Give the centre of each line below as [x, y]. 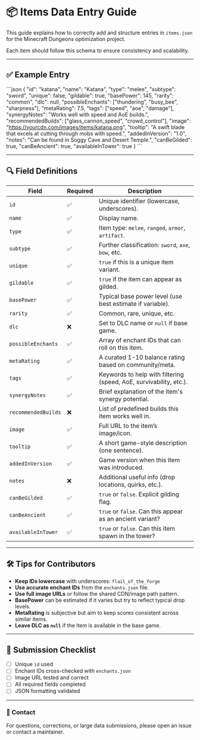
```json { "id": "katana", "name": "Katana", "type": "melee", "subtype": [91, 89]
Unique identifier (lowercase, [139, 201]
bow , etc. [110, 252]
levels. [23, 607]
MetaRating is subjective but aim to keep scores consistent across [96, 613]
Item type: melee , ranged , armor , [142, 227]
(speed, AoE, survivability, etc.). [143, 382]
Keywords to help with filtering [142, 374]
